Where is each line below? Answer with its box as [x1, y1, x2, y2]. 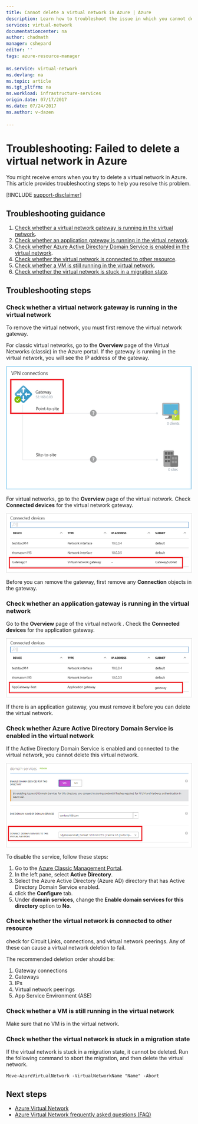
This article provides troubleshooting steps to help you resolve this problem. [6, 180, 191, 187]
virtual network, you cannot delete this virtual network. [6, 751, 139, 759]
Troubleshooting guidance [6, 209, 105, 219]
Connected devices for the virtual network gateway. [6, 502, 134, 509]
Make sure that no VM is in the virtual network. [6, 1020, 120, 1028]
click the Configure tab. [14, 889, 73, 896]
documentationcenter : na [6, 28, 67, 34]
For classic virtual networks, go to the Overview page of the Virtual [6, 342, 170, 349]
